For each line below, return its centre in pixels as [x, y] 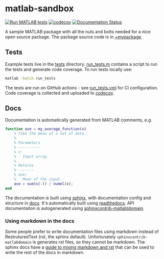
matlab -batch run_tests [30, 78]
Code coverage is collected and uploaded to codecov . [59, 93]
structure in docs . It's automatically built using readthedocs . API [70, 203]
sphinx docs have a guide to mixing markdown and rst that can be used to [80, 247]
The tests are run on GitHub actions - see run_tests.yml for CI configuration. [82, 88]
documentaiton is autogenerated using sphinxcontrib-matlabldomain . [75, 208]
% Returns [24, 166]
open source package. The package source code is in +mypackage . [74, 37]
